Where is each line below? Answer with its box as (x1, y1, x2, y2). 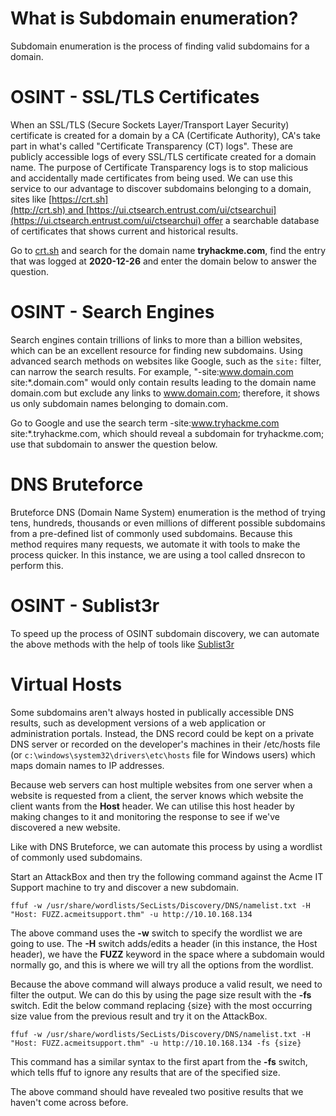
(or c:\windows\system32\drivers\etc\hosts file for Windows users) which (10, 748, 316, 761)
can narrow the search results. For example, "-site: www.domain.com (10, 365, 294, 377)
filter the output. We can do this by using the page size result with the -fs (10, 988, 312, 1001)
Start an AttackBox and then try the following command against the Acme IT (10, 870, 324, 882)
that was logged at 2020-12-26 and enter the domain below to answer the (10, 255, 318, 267)
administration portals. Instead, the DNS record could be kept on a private (10, 727, 315, 739)
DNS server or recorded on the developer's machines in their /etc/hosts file (10, 738, 321, 750)
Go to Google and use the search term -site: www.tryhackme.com (10, 417, 280, 429)
